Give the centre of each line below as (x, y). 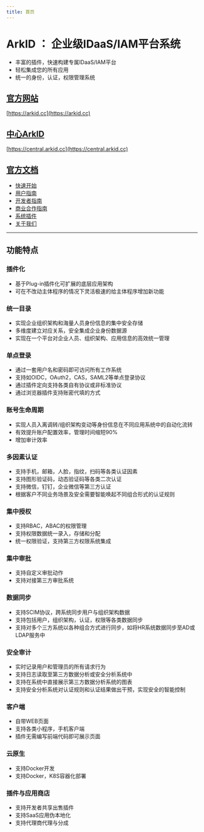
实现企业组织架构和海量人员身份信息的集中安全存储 (79, 323)
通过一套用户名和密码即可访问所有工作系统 (68, 370)
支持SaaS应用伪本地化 (43, 815)
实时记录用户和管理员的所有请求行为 (60, 667)
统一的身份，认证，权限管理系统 (55, 77)
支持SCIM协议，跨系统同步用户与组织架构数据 (73, 612)
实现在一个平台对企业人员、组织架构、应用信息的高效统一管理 (92, 338)
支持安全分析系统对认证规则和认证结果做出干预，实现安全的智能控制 (100, 689)
